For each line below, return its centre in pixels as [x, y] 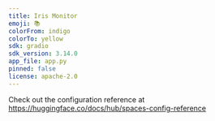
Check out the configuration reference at [77, 99]
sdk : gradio [28, 46]
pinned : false [32, 69]
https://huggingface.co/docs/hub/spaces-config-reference [107, 108]
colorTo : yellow [36, 39]
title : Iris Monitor [43, 16]
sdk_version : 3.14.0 [43, 54]
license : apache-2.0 [43, 76]
